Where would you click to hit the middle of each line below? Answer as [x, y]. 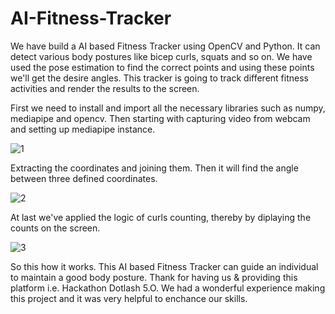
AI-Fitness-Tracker [91, 18]
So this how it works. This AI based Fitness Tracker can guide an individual [164, 266]
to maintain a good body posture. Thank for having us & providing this [154, 277]
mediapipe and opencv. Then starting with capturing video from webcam [160, 118]
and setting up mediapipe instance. [83, 129]
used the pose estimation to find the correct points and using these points [162, 67]
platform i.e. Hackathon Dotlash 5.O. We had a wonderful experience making [168, 288]
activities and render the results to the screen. [105, 88]
